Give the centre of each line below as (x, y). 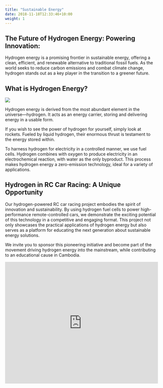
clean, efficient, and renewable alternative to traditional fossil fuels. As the (79, 63)
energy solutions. (22, 235)
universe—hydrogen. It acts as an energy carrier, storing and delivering (76, 114)
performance (18, 214)
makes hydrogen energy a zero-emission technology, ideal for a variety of (79, 164)
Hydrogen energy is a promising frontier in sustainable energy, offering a (78, 58)
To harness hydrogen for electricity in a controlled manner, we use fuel (76, 149)
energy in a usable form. (29, 120)
